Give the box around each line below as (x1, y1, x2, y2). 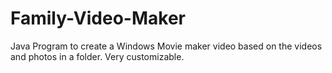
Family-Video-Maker (10, 7, 186, 30)
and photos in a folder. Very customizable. (10, 50, 185, 62)
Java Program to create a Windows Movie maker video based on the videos (10, 40, 323, 52)
